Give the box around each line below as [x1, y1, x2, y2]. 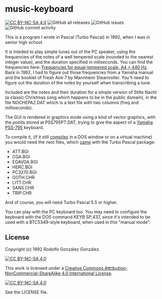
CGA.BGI [12, 153, 30, 159]
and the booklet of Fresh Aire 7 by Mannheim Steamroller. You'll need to [5, 75, 149, 80]
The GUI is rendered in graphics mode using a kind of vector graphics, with [5, 114, 156, 120]
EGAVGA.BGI [12, 159, 38, 165]
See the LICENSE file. [5, 289, 48, 295]
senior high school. [5, 39, 44, 45]
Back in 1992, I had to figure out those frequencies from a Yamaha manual [5, 69, 154, 75]
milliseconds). [5, 105, 33, 111]
